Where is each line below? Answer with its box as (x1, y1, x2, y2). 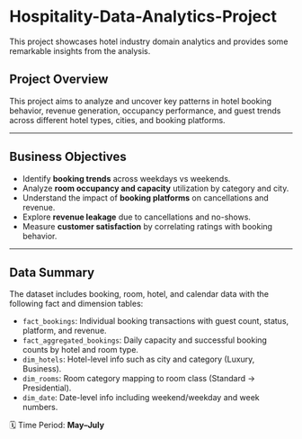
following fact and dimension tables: (9, 299, 144, 309)
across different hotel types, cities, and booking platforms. (9, 114, 226, 125)
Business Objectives (9, 149, 128, 165)
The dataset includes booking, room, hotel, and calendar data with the (9, 289, 270, 300)
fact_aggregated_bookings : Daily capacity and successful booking (22, 335, 268, 345)
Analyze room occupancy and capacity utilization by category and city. (22, 183, 289, 193)
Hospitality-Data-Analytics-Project (9, 6, 277, 27)
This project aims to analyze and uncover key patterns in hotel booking (9, 95, 272, 106)
